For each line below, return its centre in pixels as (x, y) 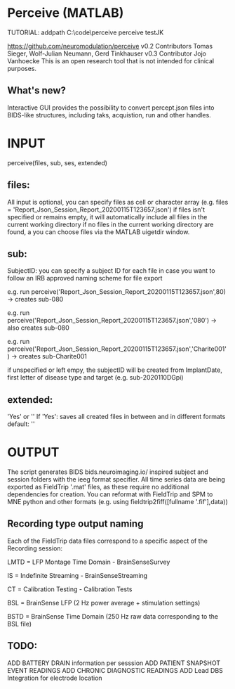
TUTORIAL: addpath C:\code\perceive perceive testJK (86, 32)
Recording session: (35, 548)
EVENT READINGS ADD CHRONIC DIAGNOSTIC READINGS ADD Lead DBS (115, 670)
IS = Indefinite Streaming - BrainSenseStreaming (78, 575)
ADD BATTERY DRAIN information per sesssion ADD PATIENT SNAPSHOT (114, 663)
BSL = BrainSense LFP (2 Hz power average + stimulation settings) (104, 603)
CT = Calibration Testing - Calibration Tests (70, 589)
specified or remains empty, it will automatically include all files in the (107, 217)
